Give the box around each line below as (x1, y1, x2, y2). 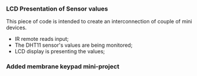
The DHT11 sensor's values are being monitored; (14, 42, 133, 49)
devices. (6, 24, 27, 31)
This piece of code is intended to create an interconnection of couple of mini (6, 18, 192, 25)
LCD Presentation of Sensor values (6, 5, 108, 13)
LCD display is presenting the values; (14, 48, 105, 55)
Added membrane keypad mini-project (6, 63, 120, 71)
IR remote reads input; (14, 36, 69, 43)
